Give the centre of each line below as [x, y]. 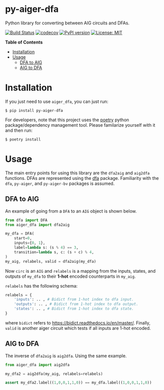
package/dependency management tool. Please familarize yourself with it [80, 125]
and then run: [19, 130]
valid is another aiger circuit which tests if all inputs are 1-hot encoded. [78, 328]
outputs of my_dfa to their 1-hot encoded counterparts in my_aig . [71, 276]
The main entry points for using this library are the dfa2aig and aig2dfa [78, 173]
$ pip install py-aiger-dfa [34, 110]
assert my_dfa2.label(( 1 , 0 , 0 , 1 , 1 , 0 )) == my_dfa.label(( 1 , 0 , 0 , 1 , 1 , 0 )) [79, 383]
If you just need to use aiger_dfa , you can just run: [57, 101]
